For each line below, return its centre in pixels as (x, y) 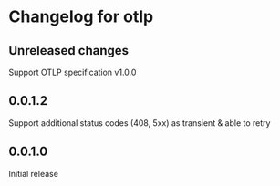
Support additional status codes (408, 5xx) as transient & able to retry (140, 123)
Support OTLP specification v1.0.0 (73, 72)
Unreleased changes (69, 51)
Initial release (33, 173)
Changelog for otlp (81, 17)
